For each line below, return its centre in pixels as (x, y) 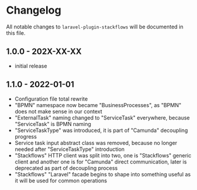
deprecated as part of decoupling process (66, 168)
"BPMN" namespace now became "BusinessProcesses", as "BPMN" (98, 105)
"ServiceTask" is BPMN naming (53, 124)
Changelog (34, 10)
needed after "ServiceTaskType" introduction (70, 149)
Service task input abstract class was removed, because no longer (96, 143)
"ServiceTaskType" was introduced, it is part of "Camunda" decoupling (101, 130)
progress (26, 136)
